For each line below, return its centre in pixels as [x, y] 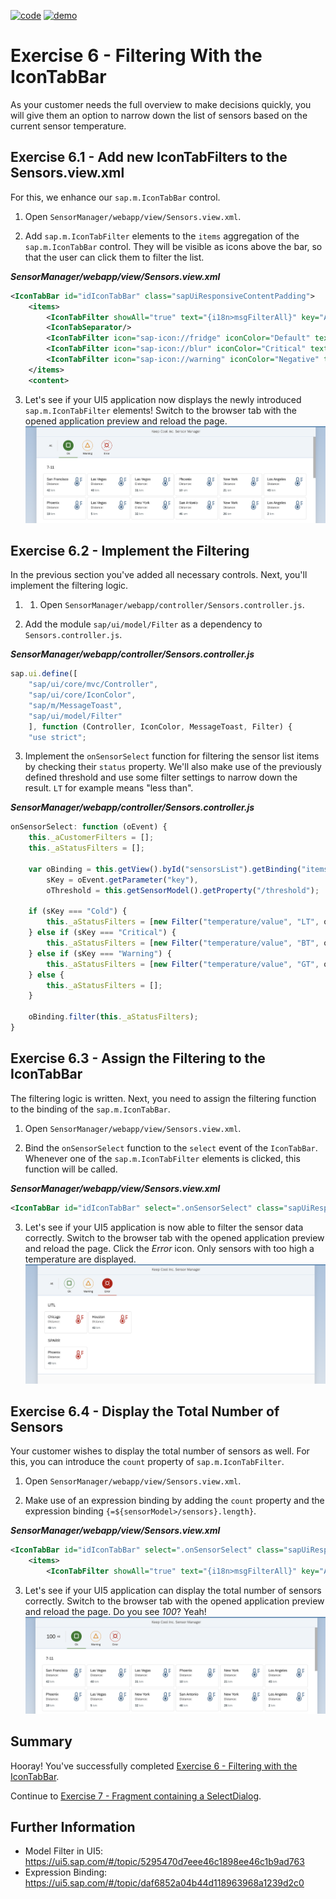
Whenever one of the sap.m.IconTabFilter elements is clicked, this [162, 1158]
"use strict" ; [57, 737]
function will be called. [71, 1169]
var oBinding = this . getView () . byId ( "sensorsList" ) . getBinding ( [165, 869]
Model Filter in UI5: [64, 1851]
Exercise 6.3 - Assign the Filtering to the [138, 1058]
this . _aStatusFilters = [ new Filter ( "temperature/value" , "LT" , [183, 922]
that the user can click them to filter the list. [114, 257]
